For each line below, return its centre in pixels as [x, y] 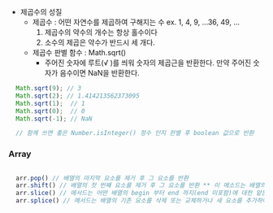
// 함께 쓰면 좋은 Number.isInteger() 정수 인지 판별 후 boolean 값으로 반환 [135, 133]
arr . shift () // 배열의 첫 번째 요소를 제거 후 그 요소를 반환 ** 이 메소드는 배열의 [141, 185]
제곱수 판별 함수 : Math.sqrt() [79, 52]
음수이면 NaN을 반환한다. [100, 73]
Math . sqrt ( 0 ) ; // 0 [50, 111]
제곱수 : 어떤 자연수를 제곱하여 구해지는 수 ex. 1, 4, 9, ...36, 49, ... [136, 22]
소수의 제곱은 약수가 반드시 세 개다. [100, 42]
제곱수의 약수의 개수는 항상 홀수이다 [101, 32]
